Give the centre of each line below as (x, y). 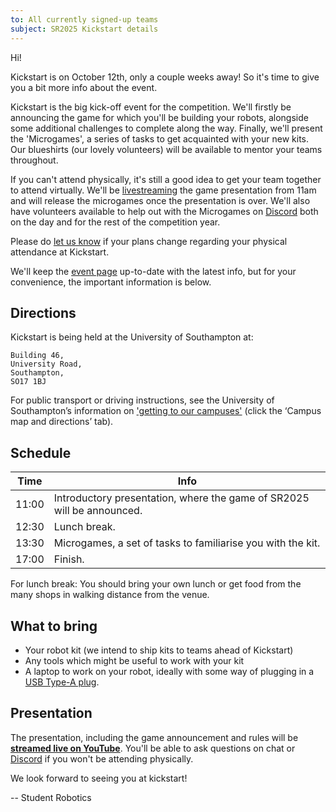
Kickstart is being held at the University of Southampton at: (132, 337)
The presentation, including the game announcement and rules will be (154, 737)
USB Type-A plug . (62, 682)
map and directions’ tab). (62, 422)
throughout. (34, 160)
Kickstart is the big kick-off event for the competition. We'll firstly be (151, 107)
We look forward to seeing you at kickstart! (99, 778)
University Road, (46, 364)
